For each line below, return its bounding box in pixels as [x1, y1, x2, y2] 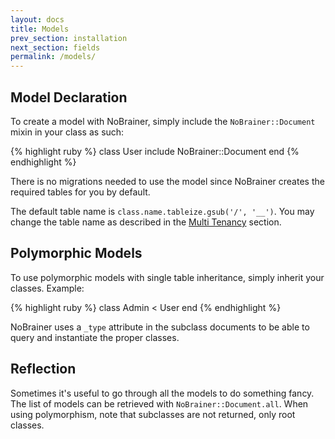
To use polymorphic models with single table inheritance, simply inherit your [10, 271, 325, 283]
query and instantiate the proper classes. [10, 331, 180, 343]
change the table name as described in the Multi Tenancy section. [10, 216, 282, 228]
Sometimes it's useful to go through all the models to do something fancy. [10, 387, 315, 399]
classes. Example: [10, 282, 85, 294]
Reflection [10, 361, 77, 378]
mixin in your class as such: [10, 126, 125, 138]
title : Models [10, 24, 70, 34]
